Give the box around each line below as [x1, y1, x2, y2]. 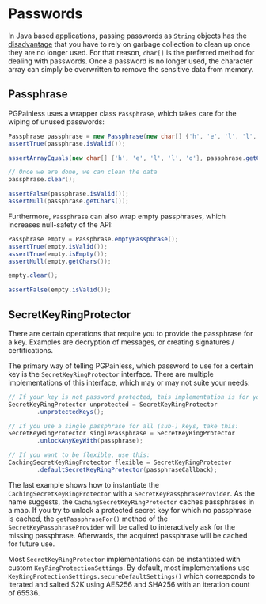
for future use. [8, 539, 55, 549]
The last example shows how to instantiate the [8, 480, 160, 489]
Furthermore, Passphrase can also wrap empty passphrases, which [8, 211, 226, 221]
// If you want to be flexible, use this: [8, 451, 150, 459]
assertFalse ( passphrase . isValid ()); [8, 190, 129, 198]
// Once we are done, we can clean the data [8, 168, 158, 177]
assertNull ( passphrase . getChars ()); [8, 197, 129, 205]
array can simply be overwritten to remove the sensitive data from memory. [8, 64, 254, 74]
